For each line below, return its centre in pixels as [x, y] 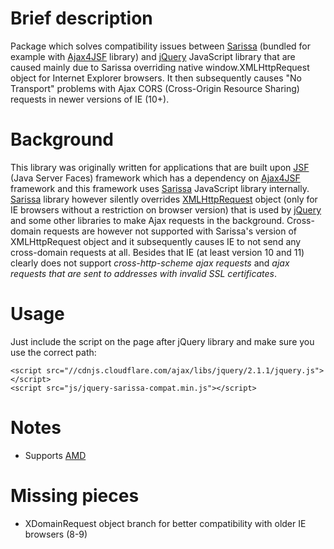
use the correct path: [53, 352]
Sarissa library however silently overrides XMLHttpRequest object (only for [164, 199]
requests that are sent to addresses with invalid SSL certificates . [144, 273]
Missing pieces [75, 495]
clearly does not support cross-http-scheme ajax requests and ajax [150, 263]
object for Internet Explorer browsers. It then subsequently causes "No [156, 78]
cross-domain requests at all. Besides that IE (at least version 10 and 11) [157, 252]
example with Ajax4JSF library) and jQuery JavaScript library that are [153, 56]
